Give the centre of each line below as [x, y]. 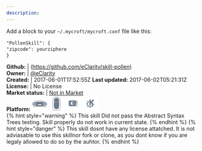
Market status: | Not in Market [45, 92]
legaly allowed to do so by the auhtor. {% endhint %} [73, 141]
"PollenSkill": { [28, 43]
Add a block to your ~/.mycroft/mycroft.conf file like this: [79, 31]
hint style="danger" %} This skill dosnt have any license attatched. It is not [100, 128]
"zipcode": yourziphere [37, 49]
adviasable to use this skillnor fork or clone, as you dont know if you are [97, 135]
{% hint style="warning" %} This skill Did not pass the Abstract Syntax [95, 116]
